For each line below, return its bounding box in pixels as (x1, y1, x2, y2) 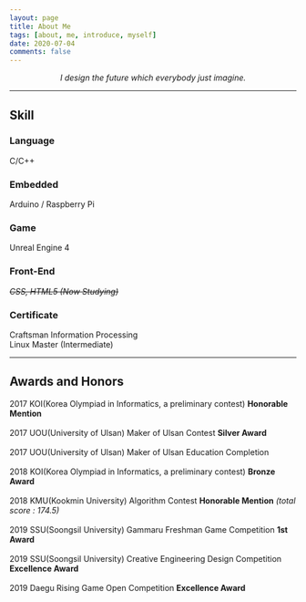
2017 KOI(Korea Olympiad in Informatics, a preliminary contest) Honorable (9, 398, 289, 409)
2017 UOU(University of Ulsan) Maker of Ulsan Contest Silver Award (9, 427, 267, 438)
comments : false (9, 47, 71, 57)
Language (9, 134, 56, 147)
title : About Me (9, 22, 71, 31)
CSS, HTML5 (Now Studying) (9, 285, 119, 296)
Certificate (9, 308, 59, 321)
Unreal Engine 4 (9, 243, 70, 254)
